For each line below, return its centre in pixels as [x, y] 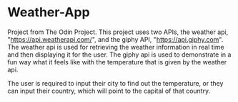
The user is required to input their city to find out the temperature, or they [115, 83]
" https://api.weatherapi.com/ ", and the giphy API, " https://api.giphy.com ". [115, 39]
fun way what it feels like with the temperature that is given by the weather [117, 62]
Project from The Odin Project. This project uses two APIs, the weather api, [118, 32]
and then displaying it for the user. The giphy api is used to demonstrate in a [119, 55]
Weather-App [49, 12]
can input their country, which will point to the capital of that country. [109, 91]
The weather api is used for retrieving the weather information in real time [116, 47]
